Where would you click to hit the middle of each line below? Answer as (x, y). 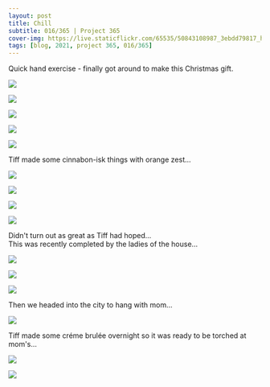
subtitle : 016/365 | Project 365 (64, 31)
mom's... (23, 344)
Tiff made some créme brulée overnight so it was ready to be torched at (127, 336)
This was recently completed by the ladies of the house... (103, 244)
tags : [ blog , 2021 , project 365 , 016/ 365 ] (80, 46)
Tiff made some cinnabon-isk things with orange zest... (100, 160)
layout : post (30, 16)
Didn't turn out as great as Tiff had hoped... (80, 236)
